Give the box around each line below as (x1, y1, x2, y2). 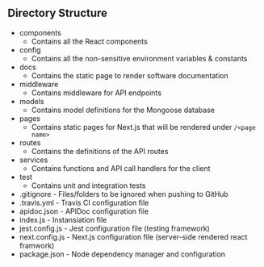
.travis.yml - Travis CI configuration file (19, 198, 149, 207)
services (19, 155, 48, 165)
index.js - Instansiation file (19, 215, 107, 224)
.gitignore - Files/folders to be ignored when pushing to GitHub (19, 189, 229, 198)
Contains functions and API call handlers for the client (31, 163, 211, 173)
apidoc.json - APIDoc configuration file (19, 206, 149, 216)
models (19, 96, 44, 106)
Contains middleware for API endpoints (31, 88, 162, 98)
